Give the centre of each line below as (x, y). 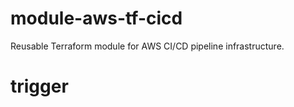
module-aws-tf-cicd (96, 18)
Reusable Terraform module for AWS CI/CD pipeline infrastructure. (147, 46)
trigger (39, 86)
